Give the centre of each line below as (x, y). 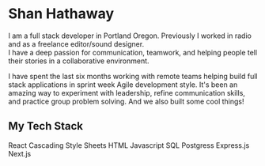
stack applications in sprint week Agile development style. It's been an (123, 85)
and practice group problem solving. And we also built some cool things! (126, 101)
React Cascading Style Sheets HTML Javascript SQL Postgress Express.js (129, 145)
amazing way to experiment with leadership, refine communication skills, (127, 92)
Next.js (20, 153)
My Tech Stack (45, 126)
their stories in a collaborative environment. (79, 61)
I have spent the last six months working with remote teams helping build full (133, 76)
